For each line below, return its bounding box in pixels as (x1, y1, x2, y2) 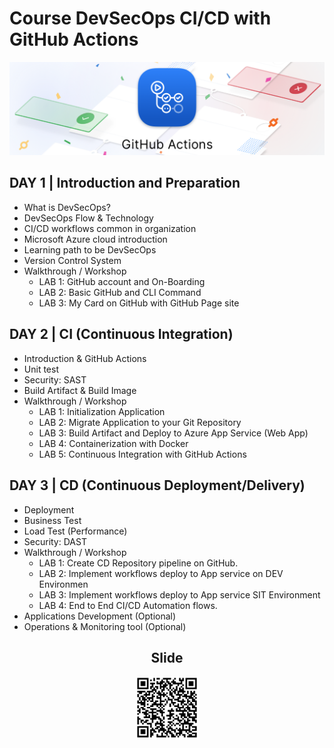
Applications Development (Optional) (23, 610, 177, 622)
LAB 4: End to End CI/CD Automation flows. (38, 599, 218, 611)
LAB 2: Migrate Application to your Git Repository (38, 416, 242, 428)
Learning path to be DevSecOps (23, 243, 157, 256)
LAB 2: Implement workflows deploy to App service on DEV (38, 567, 284, 579)
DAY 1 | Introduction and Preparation (9, 175, 241, 192)
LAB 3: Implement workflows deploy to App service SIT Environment (38, 588, 321, 601)
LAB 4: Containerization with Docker (38, 437, 189, 449)
